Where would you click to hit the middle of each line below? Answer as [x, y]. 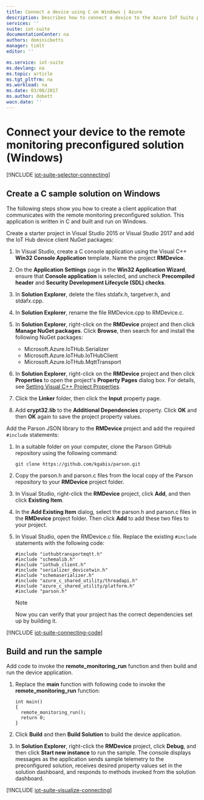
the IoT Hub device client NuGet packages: [60, 239]
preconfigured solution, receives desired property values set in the [98, 765]
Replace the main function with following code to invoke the [90, 685]
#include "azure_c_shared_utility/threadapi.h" [76, 581]
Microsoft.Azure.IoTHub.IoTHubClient [71, 355]
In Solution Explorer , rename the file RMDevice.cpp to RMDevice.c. [99, 312]
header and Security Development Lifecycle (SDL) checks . [90, 282]
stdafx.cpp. [29, 301]
